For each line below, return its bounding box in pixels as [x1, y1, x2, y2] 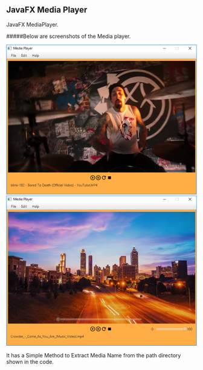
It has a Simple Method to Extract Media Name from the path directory [6, 351, 181, 359]
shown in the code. [6, 358, 54, 365]
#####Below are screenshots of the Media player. [6, 33, 131, 40]
